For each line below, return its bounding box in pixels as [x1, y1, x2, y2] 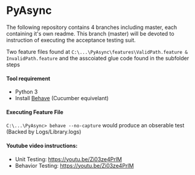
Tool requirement [6, 75, 51, 82]
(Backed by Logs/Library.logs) [6, 128, 82, 136]
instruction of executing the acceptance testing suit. [6, 36, 136, 43]
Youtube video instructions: [6, 142, 78, 149]
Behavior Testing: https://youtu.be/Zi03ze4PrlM [14, 162, 134, 169]
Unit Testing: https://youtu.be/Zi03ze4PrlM [14, 155, 123, 163]
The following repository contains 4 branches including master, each [6, 24, 177, 31]
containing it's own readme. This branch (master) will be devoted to [6, 30, 174, 37]
